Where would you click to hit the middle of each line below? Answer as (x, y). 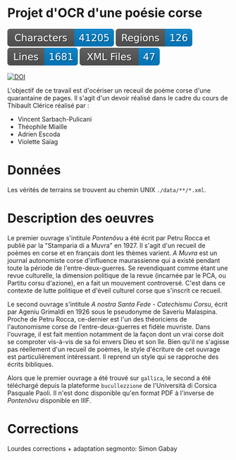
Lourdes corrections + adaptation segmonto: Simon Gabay (92, 448)
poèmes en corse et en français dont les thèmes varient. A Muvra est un (112, 253)
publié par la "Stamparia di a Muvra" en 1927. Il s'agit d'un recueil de (106, 245)
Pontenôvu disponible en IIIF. (49, 400)
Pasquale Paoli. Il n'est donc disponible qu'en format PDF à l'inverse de (111, 393)
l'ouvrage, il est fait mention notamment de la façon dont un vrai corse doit (116, 334)
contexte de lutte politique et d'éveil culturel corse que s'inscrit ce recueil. (115, 290)
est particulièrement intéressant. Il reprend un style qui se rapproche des (113, 356)
